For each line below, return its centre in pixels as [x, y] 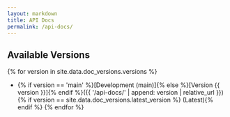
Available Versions [49, 55]
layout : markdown [32, 14]
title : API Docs [31, 20]
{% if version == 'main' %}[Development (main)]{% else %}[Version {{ [118, 85]
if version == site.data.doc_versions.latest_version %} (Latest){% [121, 100]
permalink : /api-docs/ [40, 26]
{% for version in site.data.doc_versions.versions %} [83, 72]
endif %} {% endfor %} [51, 107]
